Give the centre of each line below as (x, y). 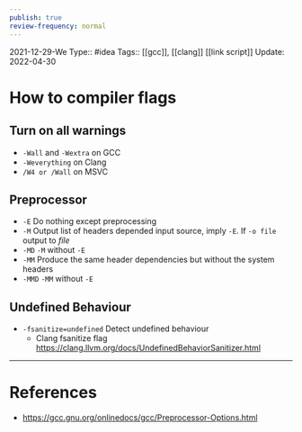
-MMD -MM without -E (58, 279)
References (53, 393)
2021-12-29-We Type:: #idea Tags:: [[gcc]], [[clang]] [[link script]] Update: (147, 51)
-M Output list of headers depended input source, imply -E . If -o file (149, 231)
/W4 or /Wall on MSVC (65, 171)
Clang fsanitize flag (71, 338)
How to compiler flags (93, 98)
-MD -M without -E (53, 250)
